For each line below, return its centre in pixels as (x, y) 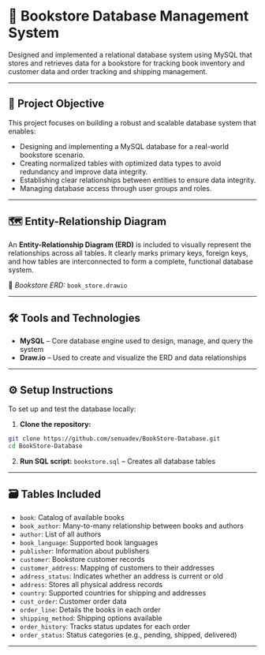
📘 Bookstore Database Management (129, 16)
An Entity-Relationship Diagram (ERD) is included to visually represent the (130, 245)
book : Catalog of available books (72, 517)
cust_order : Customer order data (73, 601)
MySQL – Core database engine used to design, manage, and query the (136, 341)
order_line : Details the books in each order (90, 609)
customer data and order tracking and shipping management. (108, 71)
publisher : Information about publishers (84, 551)
